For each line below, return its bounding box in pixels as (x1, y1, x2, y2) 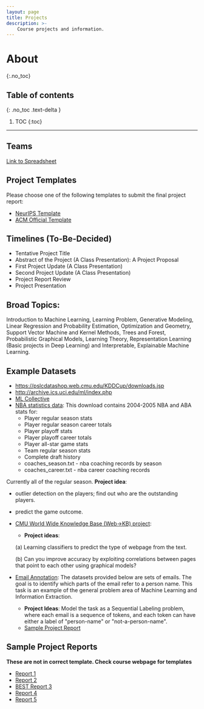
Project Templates (6, 175, 77, 186)
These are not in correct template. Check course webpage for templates (6, 658, 192, 665)
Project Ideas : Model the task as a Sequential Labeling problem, (24, 605, 185, 612)
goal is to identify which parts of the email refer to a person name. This (15, 580, 193, 588)
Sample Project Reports (6, 642, 98, 652)
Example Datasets (6, 366, 76, 376)
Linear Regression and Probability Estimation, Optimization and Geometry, (6, 322, 191, 330)
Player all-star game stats (24, 440, 89, 448)
